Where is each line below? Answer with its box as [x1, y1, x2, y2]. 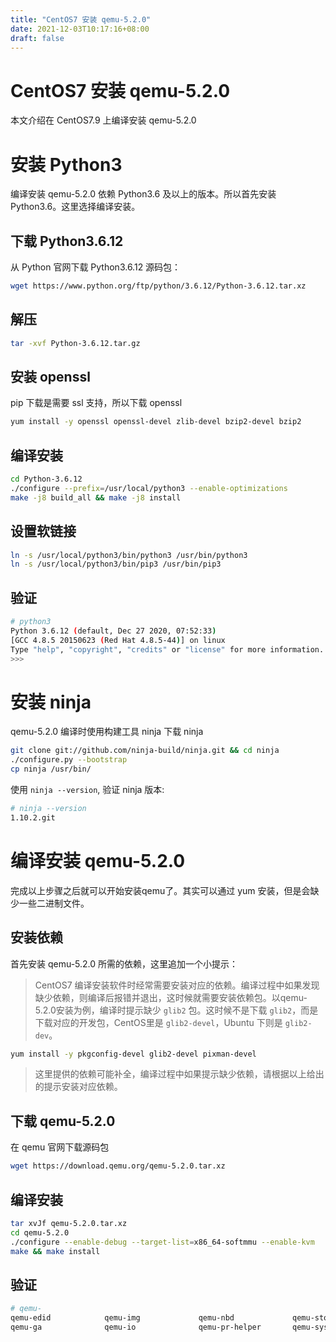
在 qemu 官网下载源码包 [10, 1141, 110, 1153]
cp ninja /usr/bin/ [10, 764, 92, 775]
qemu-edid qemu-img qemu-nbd [10, 1313, 235, 1323]
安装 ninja [10, 691, 92, 713]
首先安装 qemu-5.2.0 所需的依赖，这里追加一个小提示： [10, 957, 239, 970]
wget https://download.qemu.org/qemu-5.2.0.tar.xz [10, 1161, 226, 1171]
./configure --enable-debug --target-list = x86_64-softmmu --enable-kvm [10, 1237, 315, 1247]
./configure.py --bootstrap [10, 755, 128, 765]
